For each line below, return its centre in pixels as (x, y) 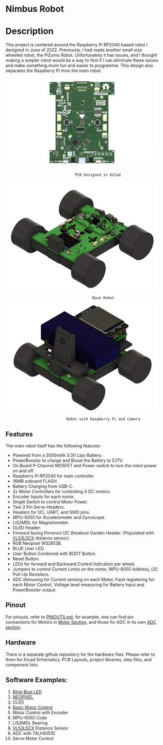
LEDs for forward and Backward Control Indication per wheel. (74, 564)
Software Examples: (37, 680)
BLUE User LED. (29, 549)
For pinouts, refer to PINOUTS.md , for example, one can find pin (70, 617)
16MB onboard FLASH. (35, 481)
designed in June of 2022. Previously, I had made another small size (74, 50)
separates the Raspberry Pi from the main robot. (54, 71)
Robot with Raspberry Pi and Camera (103, 419)
